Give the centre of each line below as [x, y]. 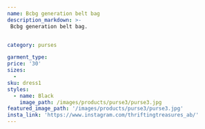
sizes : [17, 70]
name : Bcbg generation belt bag [53, 13]
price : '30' [24, 64]
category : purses [32, 45]
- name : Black [33, 96]
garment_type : [28, 57]
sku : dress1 [24, 83]
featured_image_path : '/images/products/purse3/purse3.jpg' [96, 109]
